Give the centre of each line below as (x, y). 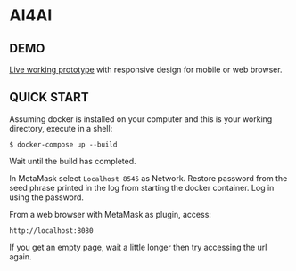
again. (21, 256)
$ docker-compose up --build (63, 144)
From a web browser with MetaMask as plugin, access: (111, 214)
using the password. (47, 197)
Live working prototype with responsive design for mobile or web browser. (146, 69)
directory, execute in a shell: (61, 128)
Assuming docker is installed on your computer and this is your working (141, 119)
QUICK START (49, 97)
